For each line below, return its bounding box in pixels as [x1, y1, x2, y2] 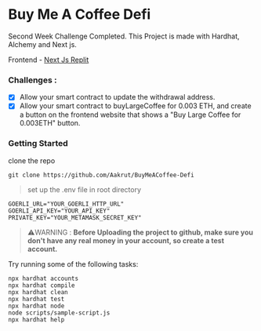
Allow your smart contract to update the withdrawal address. [19, 93, 216, 102]
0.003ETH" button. [19, 118, 81, 128]
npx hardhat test [8, 295, 65, 303]
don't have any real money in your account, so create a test [27, 235, 225, 245]
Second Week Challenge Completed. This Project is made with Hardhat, [8, 31, 241, 41]
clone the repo [8, 155, 56, 165]
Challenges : [8, 75, 57, 85]
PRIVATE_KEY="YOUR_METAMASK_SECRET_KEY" [8, 213, 143, 221]
